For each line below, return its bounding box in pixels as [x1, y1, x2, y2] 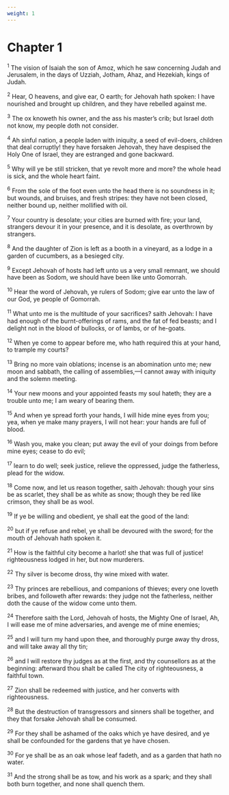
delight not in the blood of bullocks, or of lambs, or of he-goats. [7, 323, 186, 332]
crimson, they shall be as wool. [7, 498, 94, 506]
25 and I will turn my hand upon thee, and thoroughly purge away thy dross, [7, 634, 220, 643]
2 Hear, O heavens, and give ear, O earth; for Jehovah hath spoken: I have [7, 91, 215, 100]
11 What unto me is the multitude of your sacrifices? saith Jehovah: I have [7, 308, 213, 317]
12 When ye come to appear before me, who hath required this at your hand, [7, 337, 221, 347]
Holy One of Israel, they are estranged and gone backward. [7, 150, 174, 158]
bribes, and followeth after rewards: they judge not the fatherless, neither [7, 591, 213, 600]
